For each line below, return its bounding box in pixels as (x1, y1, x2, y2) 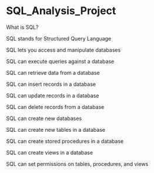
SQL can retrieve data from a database (6, 69, 100, 76)
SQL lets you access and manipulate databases (6, 46, 121, 54)
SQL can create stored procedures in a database (6, 137, 124, 145)
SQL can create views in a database (6, 149, 93, 156)
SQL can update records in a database (6, 92, 99, 99)
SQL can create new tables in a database (6, 126, 106, 133)
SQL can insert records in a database (6, 81, 96, 88)
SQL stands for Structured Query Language (6, 35, 112, 42)
